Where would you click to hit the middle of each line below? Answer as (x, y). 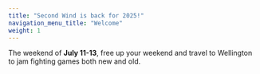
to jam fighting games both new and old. (75, 61)
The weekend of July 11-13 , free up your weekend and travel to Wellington (130, 53)
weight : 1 (25, 30)
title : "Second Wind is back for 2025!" (77, 16)
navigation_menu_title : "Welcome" (66, 23)
